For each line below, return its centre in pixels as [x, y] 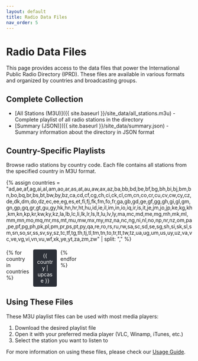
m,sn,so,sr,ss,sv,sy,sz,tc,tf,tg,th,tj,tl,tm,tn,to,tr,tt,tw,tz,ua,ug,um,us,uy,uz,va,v [99, 232]
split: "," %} [118, 239]
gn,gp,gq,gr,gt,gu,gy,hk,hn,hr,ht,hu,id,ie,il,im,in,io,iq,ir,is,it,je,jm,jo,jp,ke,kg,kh [99, 208]
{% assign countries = [33, 182]
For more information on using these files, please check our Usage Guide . [96, 352]
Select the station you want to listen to [61, 340]
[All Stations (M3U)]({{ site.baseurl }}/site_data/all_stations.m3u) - [95, 113]
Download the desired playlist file [55, 327]
